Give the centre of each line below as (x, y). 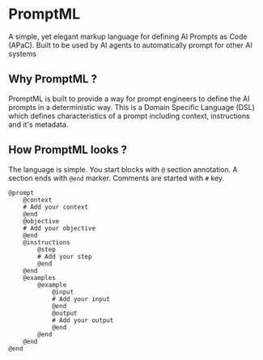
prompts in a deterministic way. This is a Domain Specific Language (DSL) (131, 107)
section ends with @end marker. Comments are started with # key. (117, 178)
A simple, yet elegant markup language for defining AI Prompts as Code (128, 36)
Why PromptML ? (53, 79)
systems (22, 53)
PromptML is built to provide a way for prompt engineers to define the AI (129, 99)
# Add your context (56, 207)
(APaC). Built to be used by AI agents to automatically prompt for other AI (130, 44)
